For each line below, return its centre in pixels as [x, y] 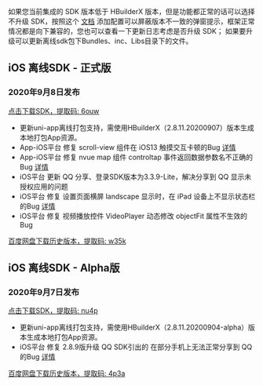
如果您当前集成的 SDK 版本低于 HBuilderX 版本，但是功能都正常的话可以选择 [131, 11]
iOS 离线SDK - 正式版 [60, 68]
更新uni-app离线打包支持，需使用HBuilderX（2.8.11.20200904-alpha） [134, 327]
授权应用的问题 [44, 186]
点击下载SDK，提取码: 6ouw [54, 111]
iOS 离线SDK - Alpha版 [64, 268]
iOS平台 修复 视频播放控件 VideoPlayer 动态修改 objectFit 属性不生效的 [133, 216]
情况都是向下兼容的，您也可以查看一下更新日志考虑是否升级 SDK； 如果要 [127, 31]
